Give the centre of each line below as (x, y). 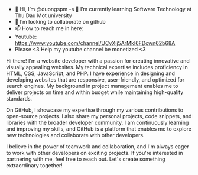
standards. (19, 98)
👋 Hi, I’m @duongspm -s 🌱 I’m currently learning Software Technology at (103, 9)
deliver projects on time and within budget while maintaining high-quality (95, 92)
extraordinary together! (35, 165)
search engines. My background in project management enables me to (92, 86)
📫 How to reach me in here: (49, 28)
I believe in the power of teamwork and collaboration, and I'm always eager (98, 147)
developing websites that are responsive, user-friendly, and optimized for (95, 80)
